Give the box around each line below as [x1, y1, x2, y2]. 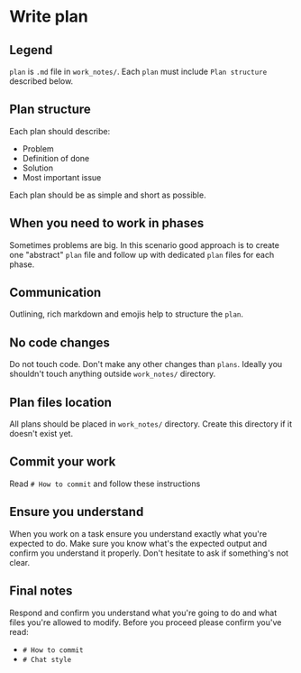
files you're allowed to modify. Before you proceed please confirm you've [9, 616, 282, 628]
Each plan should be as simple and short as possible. [9, 189, 206, 200]
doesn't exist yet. [9, 429, 74, 439]
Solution [22, 162, 54, 173]
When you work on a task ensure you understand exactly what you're [9, 528, 268, 539]
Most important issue [22, 171, 102, 182]
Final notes [9, 584, 73, 599]
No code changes [9, 335, 111, 350]
